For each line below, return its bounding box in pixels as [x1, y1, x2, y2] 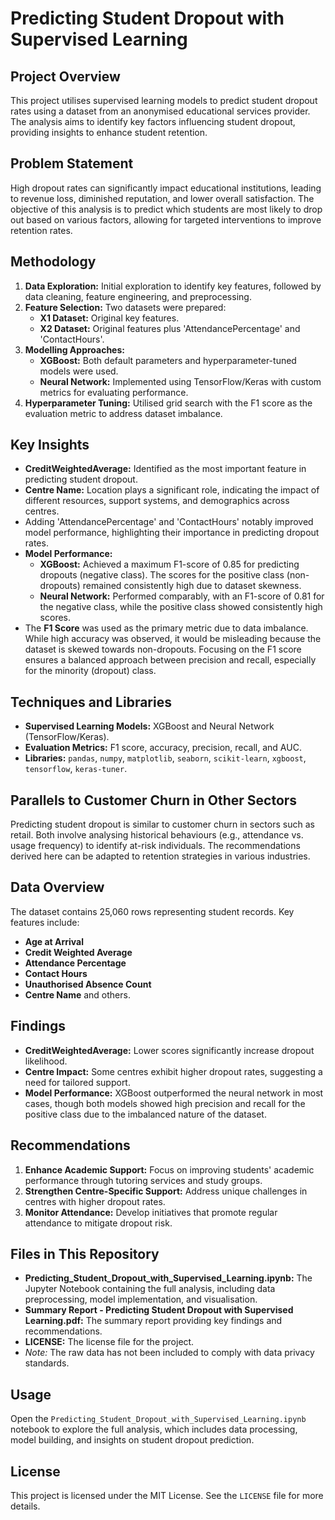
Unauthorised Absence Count [24, 978, 152, 990]
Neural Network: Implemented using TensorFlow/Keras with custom [39, 375, 322, 387]
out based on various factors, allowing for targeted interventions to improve [10, 213, 322, 226]
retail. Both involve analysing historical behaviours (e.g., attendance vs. [10, 829, 304, 841]
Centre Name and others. [24, 988, 131, 1001]
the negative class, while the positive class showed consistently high [39, 601, 323, 613]
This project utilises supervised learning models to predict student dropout [10, 95, 318, 106]
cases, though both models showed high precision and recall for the [24, 1097, 306, 1109]
